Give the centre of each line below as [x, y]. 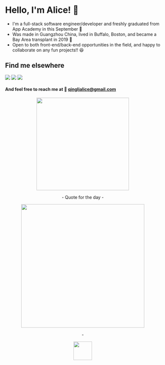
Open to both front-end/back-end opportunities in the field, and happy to [86, 44]
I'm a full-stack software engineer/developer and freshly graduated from [86, 24]
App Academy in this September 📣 [47, 29]
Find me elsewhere [35, 65]
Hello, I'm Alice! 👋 [42, 10]
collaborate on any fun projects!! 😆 [48, 50]
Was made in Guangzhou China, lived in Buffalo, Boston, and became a [84, 34]
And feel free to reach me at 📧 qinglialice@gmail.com [61, 89]
